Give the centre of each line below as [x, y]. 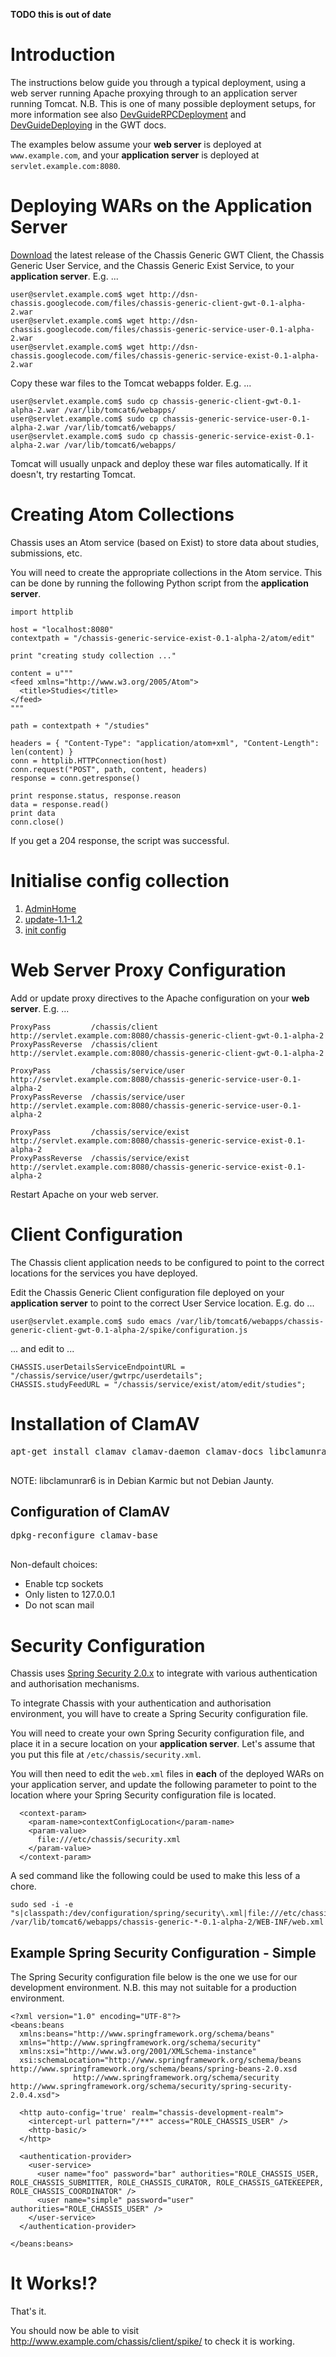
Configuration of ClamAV [90, 1511]
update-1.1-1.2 [53, 919]
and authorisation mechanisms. [75, 1684]
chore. [23, 1886]
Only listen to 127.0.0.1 [70, 1595]
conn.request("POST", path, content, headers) [109, 769]
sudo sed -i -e [42, 1905]
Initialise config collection [120, 881]
